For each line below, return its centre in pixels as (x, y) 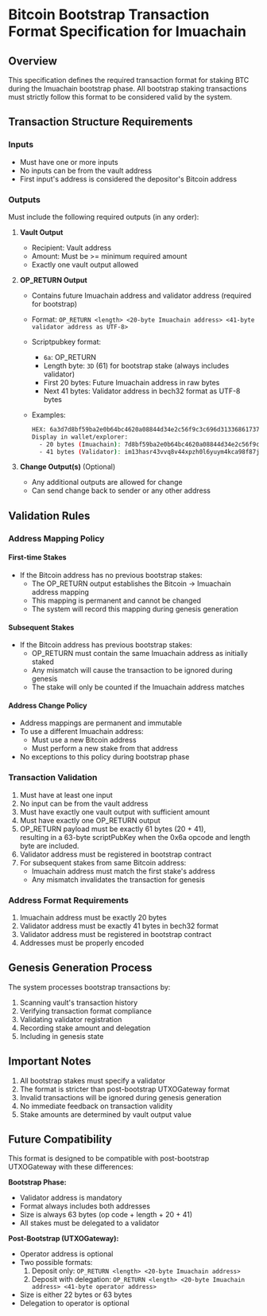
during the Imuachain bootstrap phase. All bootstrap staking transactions (128, 88)
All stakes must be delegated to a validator (89, 1223)
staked (43, 662)
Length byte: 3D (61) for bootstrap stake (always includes (136, 365)
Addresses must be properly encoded (82, 943)
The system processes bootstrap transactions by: (89, 987)
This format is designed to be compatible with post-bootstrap (109, 1158)
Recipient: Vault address (72, 248)
